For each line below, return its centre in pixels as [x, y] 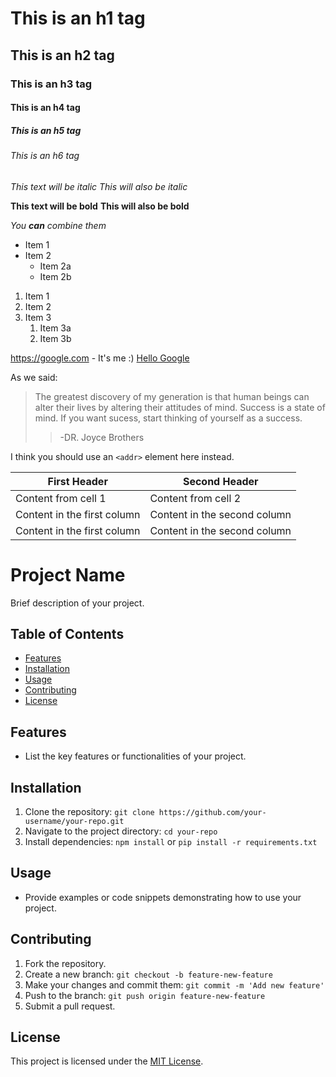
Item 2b [55, 276]
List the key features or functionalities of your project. [135, 756]
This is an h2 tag [62, 55]
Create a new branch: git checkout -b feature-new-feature [148, 974]
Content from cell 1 [61, 498]
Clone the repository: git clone [89, 812]
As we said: [34, 377]
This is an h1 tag [78, 18]
